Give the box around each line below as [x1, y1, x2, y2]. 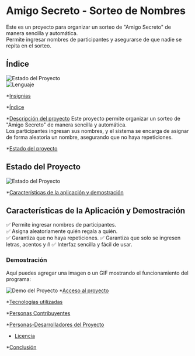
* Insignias [6, 92, 31, 99]
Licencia [14, 332, 35, 339]
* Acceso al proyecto [59, 287, 109, 294]
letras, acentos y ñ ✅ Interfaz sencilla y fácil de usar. [6, 241, 133, 248]
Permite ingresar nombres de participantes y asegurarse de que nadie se [6, 36, 182, 43]
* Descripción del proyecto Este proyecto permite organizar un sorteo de [6, 115, 181, 122]
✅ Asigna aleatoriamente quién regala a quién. [6, 228, 118, 235]
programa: [6, 275, 31, 282]
